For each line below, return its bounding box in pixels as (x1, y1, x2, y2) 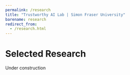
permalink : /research (5, 7, 51, 13)
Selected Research (5, 48, 86, 60)
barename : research (5, 17, 47, 22)
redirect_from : (5, 21, 37, 27)
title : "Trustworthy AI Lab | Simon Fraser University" (5, 12, 125, 17)
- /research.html (10, 26, 47, 31)
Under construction (5, 65, 46, 71)
